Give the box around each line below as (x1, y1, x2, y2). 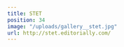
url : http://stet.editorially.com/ (7, 29, 111, 37)
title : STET (7, 10, 42, 17)
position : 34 (7, 17, 46, 23)
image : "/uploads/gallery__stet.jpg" (7, 23, 118, 30)
